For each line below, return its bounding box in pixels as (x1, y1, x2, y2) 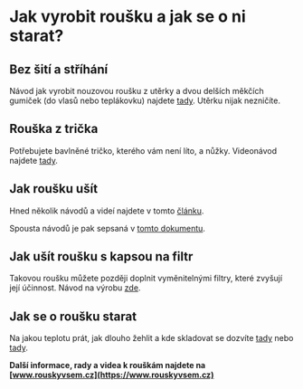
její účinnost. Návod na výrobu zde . (9, 282, 141, 293)
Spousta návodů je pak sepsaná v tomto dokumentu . (9, 223, 206, 233)
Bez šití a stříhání (9, 62, 109, 77)
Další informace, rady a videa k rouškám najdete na (9, 360, 206, 371)
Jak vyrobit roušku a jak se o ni (9, 6, 246, 27)
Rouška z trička (9, 121, 99, 137)
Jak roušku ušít (9, 181, 98, 196)
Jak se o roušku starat (9, 308, 137, 324)
